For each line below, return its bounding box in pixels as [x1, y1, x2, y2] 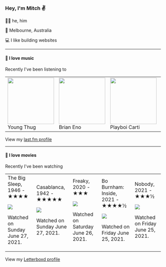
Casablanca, [36, 183, 65, 190]
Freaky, [72, 178, 90, 184]
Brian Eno [59, 124, 82, 131]
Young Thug [7, 124, 36, 131]
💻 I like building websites [5, 37, 57, 44]
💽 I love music [5, 55, 35, 61]
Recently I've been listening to [5, 66, 67, 72]
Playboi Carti [110, 124, 140, 131]
